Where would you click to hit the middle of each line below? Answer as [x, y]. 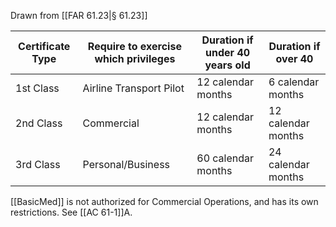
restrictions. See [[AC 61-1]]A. [71, 212]
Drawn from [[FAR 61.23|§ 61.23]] [79, 15]
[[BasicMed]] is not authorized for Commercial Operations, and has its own [164, 201]
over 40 [294, 58]
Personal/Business [126, 164]
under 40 [228, 52]
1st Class [37, 88]
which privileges [135, 58]
